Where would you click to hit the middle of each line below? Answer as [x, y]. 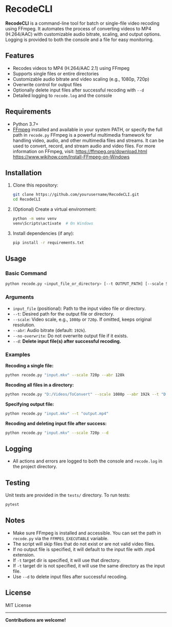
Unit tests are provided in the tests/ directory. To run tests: [68, 495]
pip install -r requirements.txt [48, 243]
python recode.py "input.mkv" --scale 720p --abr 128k [65, 375]
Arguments [20, 297]
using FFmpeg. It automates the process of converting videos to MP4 [78, 28]
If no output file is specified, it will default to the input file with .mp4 [84, 549]
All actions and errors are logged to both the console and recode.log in [88, 461]
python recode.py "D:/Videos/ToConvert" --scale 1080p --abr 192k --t [82, 394]
